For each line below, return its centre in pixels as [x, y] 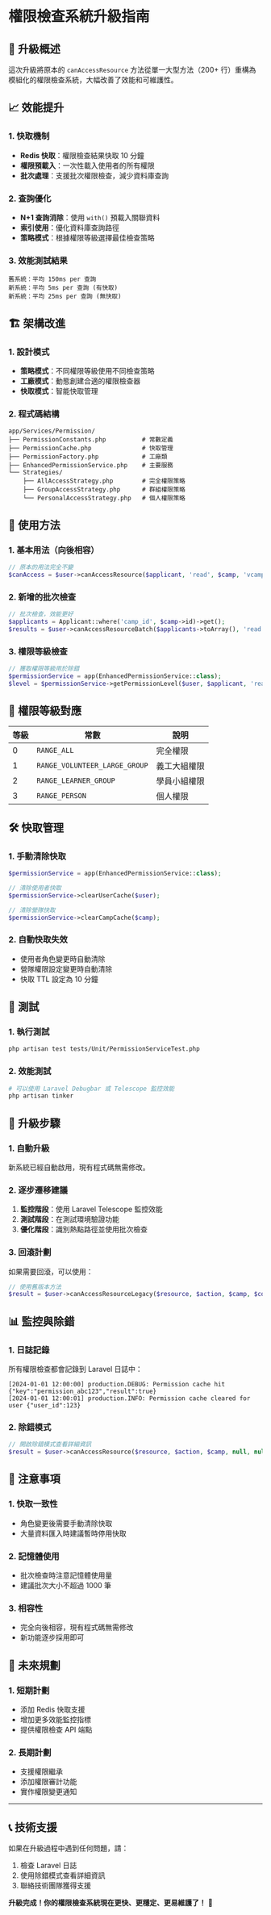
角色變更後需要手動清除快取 [66, 1523]
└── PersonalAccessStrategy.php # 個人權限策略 [104, 498]
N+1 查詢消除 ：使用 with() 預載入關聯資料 [90, 217]
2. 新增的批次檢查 [42, 596]
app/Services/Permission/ [52, 431]
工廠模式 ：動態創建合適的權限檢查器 [80, 381]
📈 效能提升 [36, 108]
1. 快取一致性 [33, 1504]
